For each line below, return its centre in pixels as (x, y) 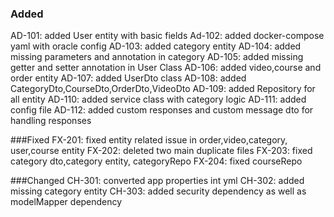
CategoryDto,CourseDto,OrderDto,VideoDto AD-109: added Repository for (163, 89)
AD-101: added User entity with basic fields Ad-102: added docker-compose (167, 36)
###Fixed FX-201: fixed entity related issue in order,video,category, (149, 140)
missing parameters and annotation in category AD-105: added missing (157, 57)
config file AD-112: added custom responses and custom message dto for (162, 110)
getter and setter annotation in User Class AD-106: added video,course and (166, 68)
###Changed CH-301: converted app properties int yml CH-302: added (157, 181)
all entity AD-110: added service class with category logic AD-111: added (158, 99)
